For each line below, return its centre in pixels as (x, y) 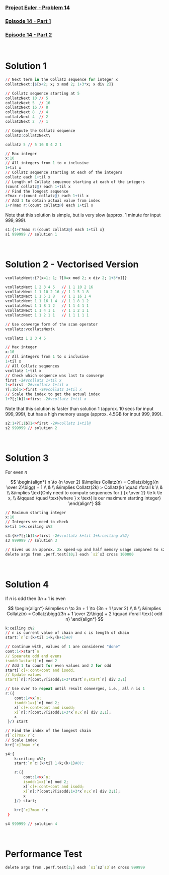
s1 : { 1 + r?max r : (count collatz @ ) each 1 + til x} (55, 230)
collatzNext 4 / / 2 (27, 117)
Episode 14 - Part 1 (28, 21)
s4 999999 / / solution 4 (31, 824)
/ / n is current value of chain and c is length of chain (67, 633)
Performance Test (44, 854)
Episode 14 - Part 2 (29, 34)
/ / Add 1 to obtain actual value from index (53, 201)
